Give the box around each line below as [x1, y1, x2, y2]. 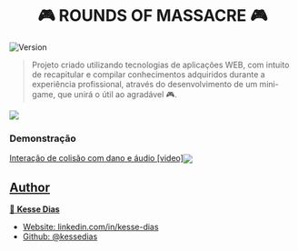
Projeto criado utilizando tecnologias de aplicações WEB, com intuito [31, 59, 290, 70]
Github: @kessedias [22, 231, 98, 242]
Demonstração [9, 132, 77, 145]
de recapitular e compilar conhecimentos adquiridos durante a [31, 68, 265, 80]
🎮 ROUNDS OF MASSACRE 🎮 [37, 5, 268, 26]
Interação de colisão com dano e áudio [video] [9, 153, 184, 164]
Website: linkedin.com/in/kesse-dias [22, 222, 159, 233]
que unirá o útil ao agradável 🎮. [57, 88, 177, 99]
